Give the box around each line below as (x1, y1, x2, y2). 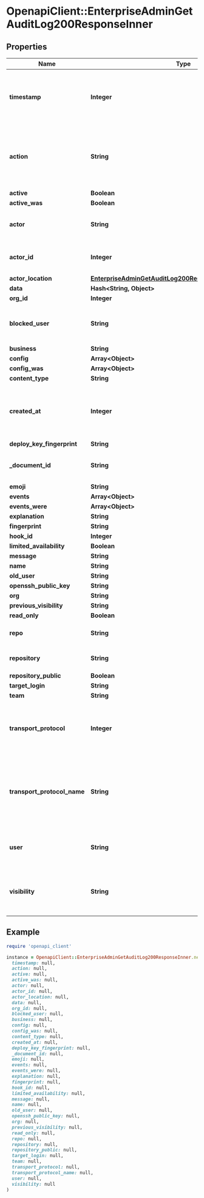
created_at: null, (12, 1039, 59, 1046)
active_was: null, (12, 977, 59, 983)
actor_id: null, (12, 988, 53, 994)
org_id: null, (12, 1005, 47, 1011)
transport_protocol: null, (12, 1164, 80, 1171)
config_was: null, (12, 1028, 59, 1035)
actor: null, (12, 983, 45, 989)
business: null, (12, 1017, 53, 1023)
